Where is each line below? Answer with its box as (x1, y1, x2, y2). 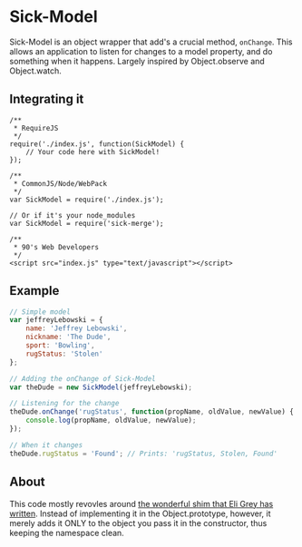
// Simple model (9, 307, 71, 317)
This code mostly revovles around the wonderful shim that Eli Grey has (9, 498, 274, 509)
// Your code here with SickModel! (25, 147, 161, 156)
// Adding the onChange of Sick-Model (9, 374, 156, 383)
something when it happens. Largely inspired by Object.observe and (9, 55, 265, 66)
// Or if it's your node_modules (9, 210, 136, 220)
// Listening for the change (9, 399, 120, 408)
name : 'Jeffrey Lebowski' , (25, 324, 128, 333)
